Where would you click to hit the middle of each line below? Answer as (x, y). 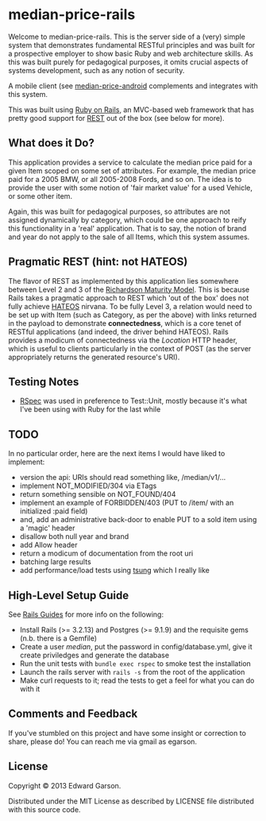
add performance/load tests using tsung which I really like (115, 571)
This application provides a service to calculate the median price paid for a (130, 162)
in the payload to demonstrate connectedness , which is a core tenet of (125, 323)
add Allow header (48, 545)
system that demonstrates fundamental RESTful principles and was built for (132, 45)
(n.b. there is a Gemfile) (58, 638)
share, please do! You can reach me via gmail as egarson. (102, 742)
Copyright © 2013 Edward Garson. (65, 785)
